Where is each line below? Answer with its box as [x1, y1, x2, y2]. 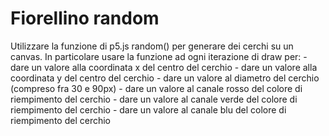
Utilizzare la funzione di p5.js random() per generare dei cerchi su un [10, 40, 294, 52]
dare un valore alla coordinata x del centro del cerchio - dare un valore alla [10, 61, 318, 73]
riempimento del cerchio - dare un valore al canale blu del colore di [10, 103, 287, 116]
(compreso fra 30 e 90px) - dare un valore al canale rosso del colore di [10, 82, 303, 94]
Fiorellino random [10, 7, 160, 30]
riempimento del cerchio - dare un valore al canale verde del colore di [10, 93, 298, 105]
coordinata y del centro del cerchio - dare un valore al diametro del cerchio [10, 72, 320, 84]
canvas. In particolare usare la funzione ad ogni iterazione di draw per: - [10, 50, 308, 62]
